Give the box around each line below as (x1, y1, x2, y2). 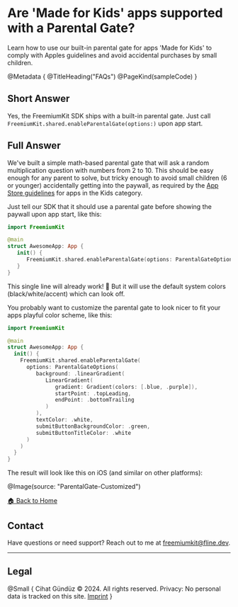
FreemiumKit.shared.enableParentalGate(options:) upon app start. (7, 119, 203, 127)
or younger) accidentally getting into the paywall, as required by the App (7, 181, 219, 189)
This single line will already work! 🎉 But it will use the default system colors (7, 282, 227, 290)
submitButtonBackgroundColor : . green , (35, 423, 151, 430)
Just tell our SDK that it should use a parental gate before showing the (7, 202, 212, 210)
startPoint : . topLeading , (55, 390, 132, 397)
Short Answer (7, 93, 70, 105)
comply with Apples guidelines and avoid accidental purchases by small (7, 51, 217, 59)
